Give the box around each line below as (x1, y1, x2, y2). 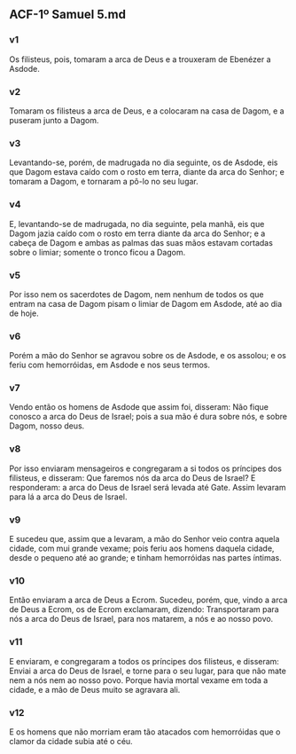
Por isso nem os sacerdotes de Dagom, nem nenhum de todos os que (9, 288, 264, 300)
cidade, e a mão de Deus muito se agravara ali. (9, 684, 181, 695)
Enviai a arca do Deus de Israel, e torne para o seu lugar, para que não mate (9, 665, 286, 676)
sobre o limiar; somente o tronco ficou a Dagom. (9, 247, 186, 257)
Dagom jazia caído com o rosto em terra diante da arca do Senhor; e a (9, 228, 266, 239)
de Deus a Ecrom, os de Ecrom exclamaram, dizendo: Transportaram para (9, 604, 279, 615)
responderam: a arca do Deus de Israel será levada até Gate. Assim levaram (9, 482, 286, 492)
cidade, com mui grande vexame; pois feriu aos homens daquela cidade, (9, 543, 275, 554)
